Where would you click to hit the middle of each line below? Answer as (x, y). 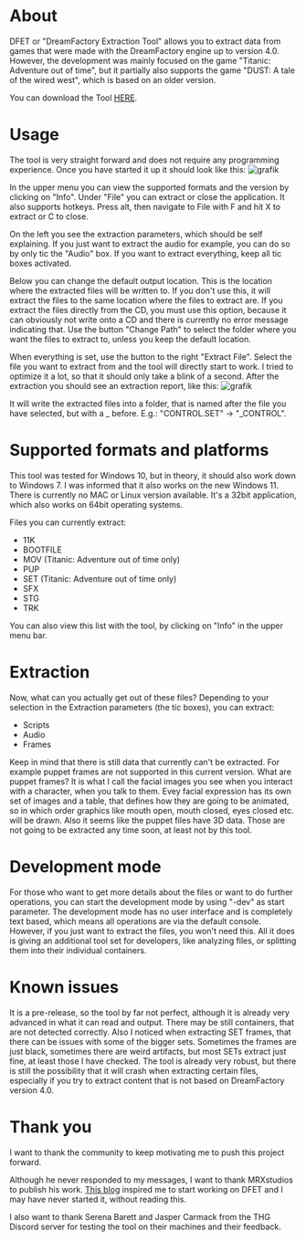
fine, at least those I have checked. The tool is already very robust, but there (153, 1061)
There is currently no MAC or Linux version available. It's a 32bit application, (153, 495)
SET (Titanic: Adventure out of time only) (100, 578)
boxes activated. (41, 263)
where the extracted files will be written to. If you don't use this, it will (140, 290)
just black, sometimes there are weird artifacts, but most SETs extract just (148, 1051)
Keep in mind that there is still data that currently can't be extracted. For (145, 762)
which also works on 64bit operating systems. (96, 504)
